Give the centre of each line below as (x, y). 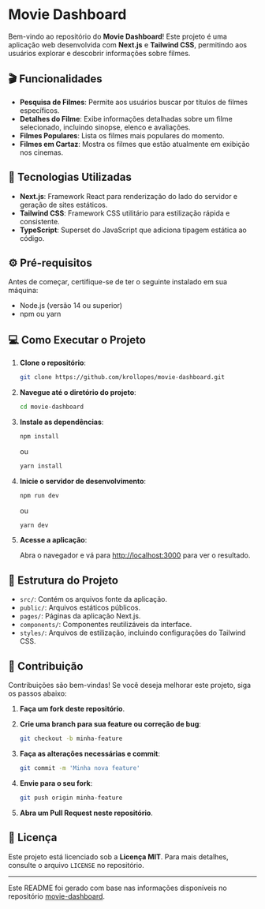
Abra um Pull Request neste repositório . (86, 813)
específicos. (39, 110)
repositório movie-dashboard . (56, 896)
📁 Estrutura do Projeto (63, 580)
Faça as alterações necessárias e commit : (90, 753)
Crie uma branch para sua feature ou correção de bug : (110, 724)
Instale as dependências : (62, 422)
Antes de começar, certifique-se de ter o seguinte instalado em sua (118, 282)
